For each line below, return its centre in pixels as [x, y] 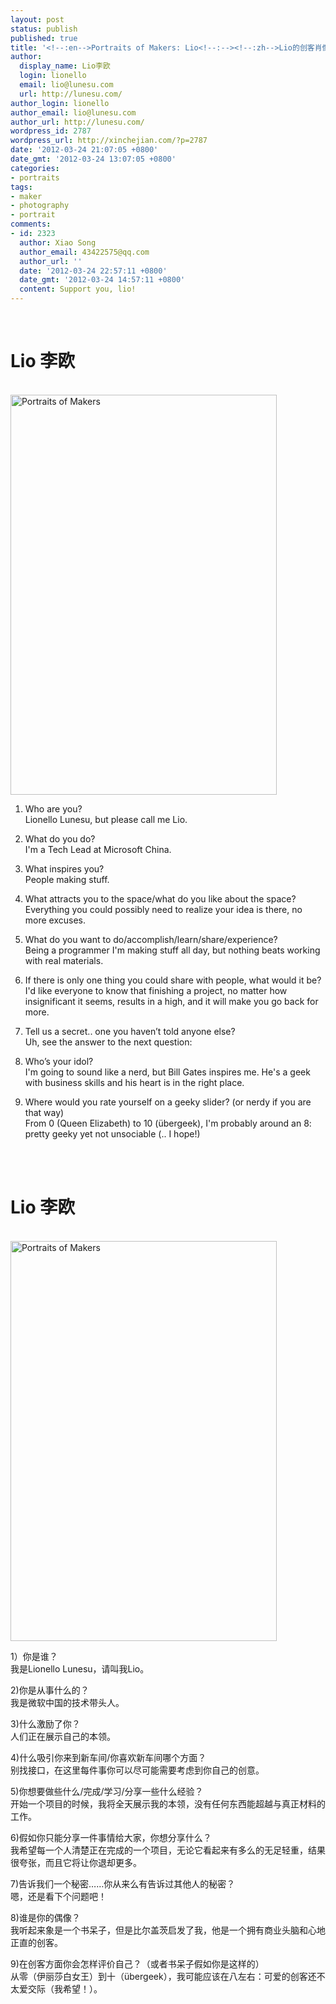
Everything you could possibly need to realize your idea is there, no [163, 909]
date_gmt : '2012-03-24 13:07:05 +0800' [93, 159]
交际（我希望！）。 [65, 1988]
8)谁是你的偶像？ [45, 1917]
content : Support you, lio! [78, 289]
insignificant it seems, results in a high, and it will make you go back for [171, 1001]
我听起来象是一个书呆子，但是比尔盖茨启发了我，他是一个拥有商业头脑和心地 [168, 1930]
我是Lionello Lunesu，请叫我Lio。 [80, 1668]
